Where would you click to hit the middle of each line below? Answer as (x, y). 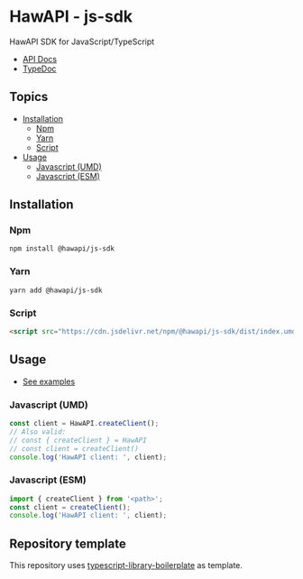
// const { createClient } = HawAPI (78, 440)
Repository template (68, 543)
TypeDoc (39, 69)
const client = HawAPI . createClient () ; (84, 424)
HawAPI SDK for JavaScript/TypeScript (82, 41)
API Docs (39, 59)
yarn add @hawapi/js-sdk (56, 290)
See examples (49, 381)
